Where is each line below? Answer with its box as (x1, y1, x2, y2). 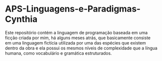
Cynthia (5, 14, 38, 25)
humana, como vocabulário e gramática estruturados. (5, 50, 112, 56)
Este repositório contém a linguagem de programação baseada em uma (5, 30, 148, 35)
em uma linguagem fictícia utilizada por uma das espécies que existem (5, 40, 146, 46)
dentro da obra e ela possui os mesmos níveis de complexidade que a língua (5, 45, 158, 51)
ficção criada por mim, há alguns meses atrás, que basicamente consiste (5, 35, 151, 41)
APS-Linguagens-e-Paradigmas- (5, 3, 141, 15)
